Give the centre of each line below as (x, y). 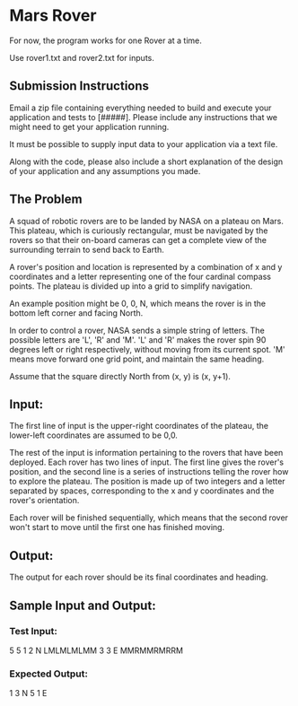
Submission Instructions (79, 86)
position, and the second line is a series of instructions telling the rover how (149, 472)
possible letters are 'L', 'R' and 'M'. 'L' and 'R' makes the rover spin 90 (138, 340)
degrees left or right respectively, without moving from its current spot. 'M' (147, 349)
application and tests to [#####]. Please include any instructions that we (144, 117)
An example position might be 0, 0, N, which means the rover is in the (138, 303)
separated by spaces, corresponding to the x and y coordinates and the (142, 491)
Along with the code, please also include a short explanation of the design (146, 161)
